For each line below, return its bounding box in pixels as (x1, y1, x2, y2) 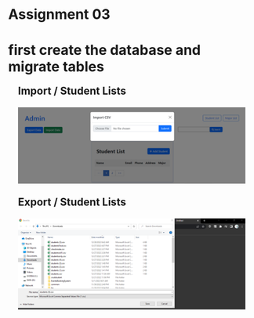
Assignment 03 (8, 5, 111, 23)
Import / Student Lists (18, 85, 127, 98)
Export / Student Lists (18, 196, 127, 209)
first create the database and (8, 42, 201, 60)
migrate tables (8, 58, 104, 76)
